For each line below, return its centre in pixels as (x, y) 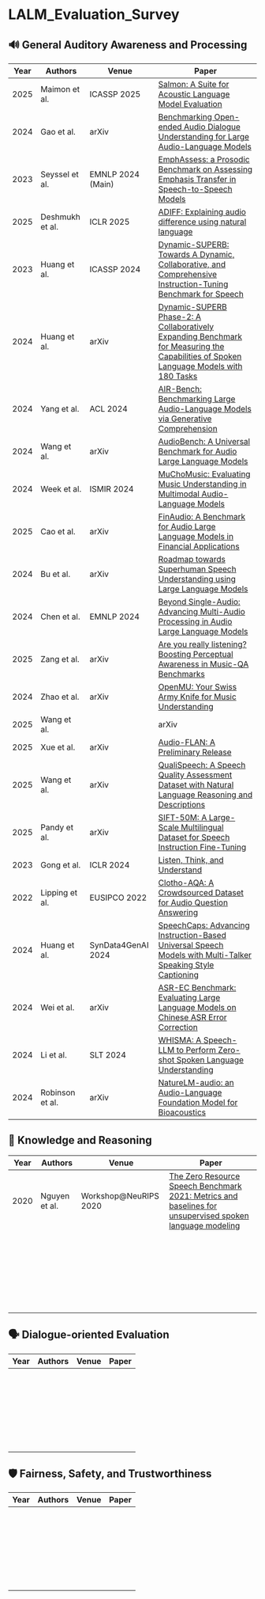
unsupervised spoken (209, 1215)
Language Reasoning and (205, 795)
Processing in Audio (195, 621)
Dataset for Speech (194, 837)
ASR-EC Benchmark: (197, 988)
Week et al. (61, 489)
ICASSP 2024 (115, 269)
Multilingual (202, 827)
